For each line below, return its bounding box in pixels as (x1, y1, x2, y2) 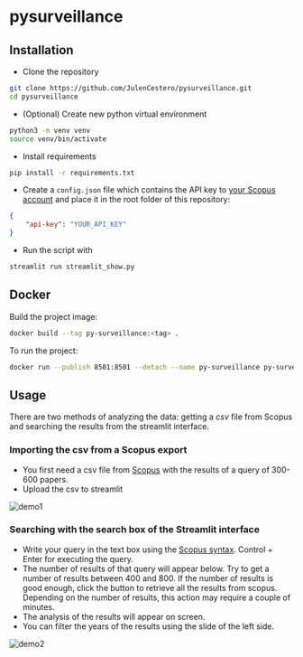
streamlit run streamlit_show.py (9, 262, 135, 271)
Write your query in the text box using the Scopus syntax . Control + (22, 544, 273, 555)
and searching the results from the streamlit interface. (9, 421, 210, 432)
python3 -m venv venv (9, 126, 91, 135)
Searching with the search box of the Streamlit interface (9, 523, 260, 536)
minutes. (22, 601, 56, 612)
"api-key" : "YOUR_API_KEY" (25, 220, 127, 230)
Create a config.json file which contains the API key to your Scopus (22, 184, 277, 195)
